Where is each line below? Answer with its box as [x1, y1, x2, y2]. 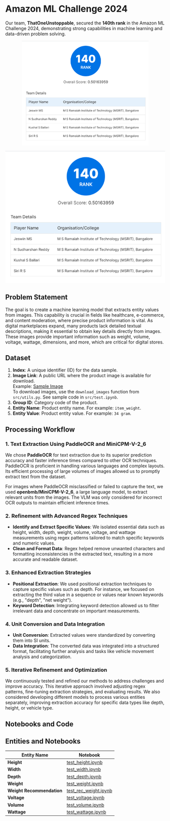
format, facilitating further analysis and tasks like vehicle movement [12, 648, 154, 654]
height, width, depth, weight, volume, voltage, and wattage [12, 529, 136, 535]
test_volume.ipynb [66, 802, 105, 808]
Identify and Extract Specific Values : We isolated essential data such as [12, 524, 165, 530]
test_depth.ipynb [66, 773, 101, 779]
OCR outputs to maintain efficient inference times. [5, 500, 110, 505]
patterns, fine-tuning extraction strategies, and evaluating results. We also [5, 689, 160, 695]
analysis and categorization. [12, 654, 72, 660]
